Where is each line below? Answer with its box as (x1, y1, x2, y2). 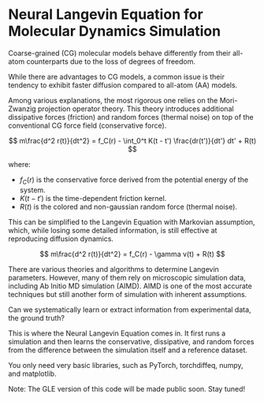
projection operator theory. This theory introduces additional (38, 104, 234, 113)
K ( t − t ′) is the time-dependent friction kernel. (19, 193, 167, 202)
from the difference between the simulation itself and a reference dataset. (8, 345, 248, 355)
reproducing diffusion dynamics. (8, 234, 114, 243)
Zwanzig (8, 104, 37, 113)
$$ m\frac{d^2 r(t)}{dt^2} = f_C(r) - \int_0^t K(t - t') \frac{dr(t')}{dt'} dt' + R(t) (8, 136, 257, 145)
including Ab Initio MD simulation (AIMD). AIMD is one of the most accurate (8, 281, 252, 291)
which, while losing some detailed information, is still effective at (8, 225, 218, 235)
